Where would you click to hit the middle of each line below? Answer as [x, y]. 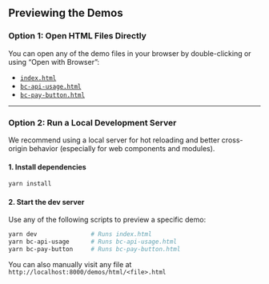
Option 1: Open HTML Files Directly [77, 36]
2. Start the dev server [46, 202]
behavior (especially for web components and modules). [122, 148]
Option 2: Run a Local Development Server [92, 122]
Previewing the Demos [66, 13]
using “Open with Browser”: [54, 62]
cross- [232, 140]
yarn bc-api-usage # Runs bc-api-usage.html [93, 242]
